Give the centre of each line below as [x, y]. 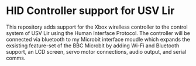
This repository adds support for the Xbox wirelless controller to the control [97, 27]
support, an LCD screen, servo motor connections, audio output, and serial [96, 51]
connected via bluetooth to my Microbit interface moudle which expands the [98, 39]
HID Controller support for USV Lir [90, 11]
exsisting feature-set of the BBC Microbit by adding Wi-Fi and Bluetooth [93, 46]
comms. [16, 58]
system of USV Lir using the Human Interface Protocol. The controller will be [98, 33]
